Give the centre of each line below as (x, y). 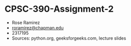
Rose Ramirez (26, 23)
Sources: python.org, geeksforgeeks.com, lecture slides (69, 38)
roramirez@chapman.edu (38, 27)
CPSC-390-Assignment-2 (59, 9)
